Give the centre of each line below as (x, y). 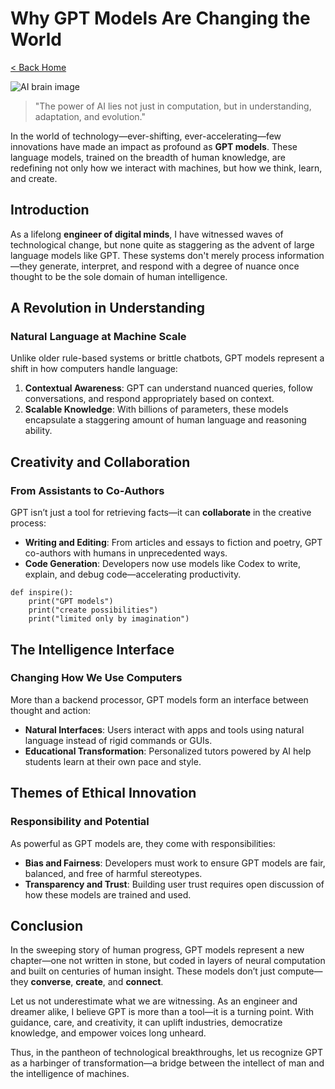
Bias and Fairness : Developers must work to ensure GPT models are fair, (175, 863)
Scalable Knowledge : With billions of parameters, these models (156, 409)
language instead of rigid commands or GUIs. (118, 740)
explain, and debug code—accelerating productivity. (133, 574)
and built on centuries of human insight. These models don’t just (143, 971)
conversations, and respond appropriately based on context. (149, 399)
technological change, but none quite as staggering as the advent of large (162, 244)
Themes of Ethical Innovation (103, 793)
